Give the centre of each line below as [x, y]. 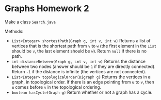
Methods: [14, 31]
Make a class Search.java [30, 22]
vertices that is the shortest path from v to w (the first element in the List [84, 46]
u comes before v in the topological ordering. [56, 87]
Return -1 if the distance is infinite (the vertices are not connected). [79, 71]
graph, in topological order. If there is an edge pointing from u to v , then [83, 82]
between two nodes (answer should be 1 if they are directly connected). [83, 67]
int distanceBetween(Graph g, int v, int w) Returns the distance [79, 61]
